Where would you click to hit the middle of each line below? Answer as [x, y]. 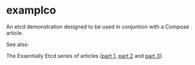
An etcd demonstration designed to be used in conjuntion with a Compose [98, 27]
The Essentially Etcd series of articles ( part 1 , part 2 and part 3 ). [85, 56]
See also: [18, 44]
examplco [31, 10]
